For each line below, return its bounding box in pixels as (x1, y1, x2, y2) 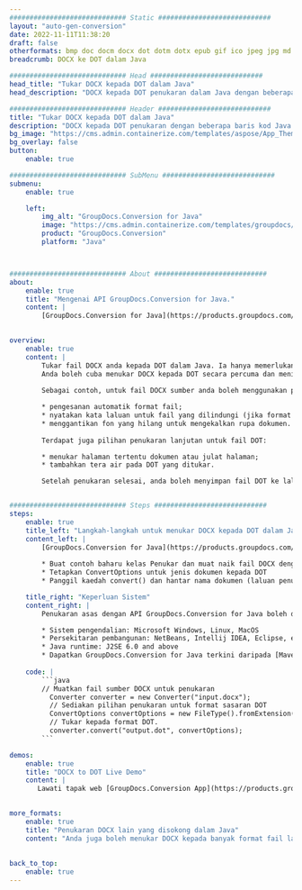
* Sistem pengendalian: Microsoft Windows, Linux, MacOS (41, 625, 259, 635)
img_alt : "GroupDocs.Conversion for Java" (41, 213, 203, 222)
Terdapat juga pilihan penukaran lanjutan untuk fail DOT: (41, 436, 268, 445)
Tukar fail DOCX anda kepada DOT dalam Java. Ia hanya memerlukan (41, 361, 296, 370)
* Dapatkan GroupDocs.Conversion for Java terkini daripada (41, 650, 271, 660)
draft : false (9, 38, 58, 48)
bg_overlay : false (9, 138, 78, 147)
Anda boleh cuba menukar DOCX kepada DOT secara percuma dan (41, 369, 276, 378)
